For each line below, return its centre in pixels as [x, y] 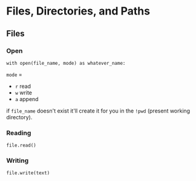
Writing [18, 160]
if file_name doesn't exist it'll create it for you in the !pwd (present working [98, 111]
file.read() [21, 146]
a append [27, 99]
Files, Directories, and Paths [78, 11]
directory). [19, 117]
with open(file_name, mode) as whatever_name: [66, 63]
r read [23, 86]
